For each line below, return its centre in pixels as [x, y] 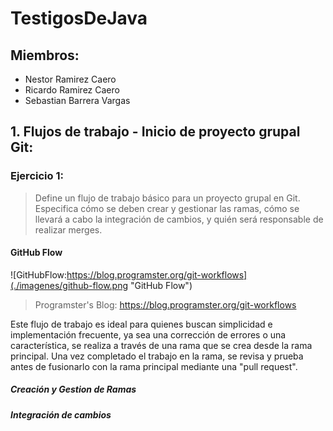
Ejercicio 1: [37, 176]
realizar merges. [68, 229]
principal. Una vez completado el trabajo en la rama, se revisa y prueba [157, 356]
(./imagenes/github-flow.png [69, 285]
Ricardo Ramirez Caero [72, 90]
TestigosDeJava [79, 18]
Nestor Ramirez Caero [70, 79]
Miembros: [45, 55]
